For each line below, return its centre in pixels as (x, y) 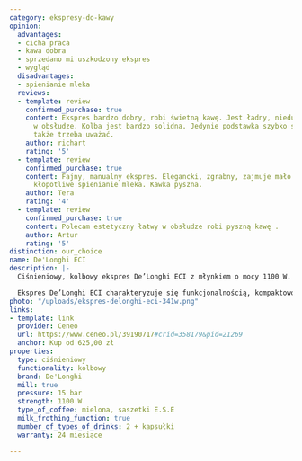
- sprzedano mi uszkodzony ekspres (84, 59)
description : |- (40, 269)
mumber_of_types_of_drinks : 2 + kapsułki (96, 426)
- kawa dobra (42, 51)
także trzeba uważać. (74, 135)
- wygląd (34, 68)
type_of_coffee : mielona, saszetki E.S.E (96, 410)
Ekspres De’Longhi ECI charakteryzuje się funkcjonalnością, (134, 293)
